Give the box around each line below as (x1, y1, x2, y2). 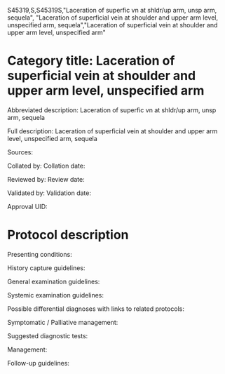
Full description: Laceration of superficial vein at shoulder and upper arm (7, 126, 218, 135)
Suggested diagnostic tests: (7, 331, 88, 340)
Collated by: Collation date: (7, 161, 86, 170)
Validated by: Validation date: (7, 189, 91, 197)
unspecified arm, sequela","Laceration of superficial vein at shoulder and (7, 21, 218, 29)
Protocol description (7, 227, 129, 243)
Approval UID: (7, 202, 48, 211)
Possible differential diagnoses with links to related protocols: (7, 305, 184, 313)
